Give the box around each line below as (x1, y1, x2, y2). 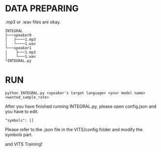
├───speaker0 (5, 33, 32, 38)
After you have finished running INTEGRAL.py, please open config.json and (5, 103, 157, 109)
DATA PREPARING (5, 3, 79, 14)
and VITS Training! (5, 141, 43, 147)
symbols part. (5, 132, 33, 137)
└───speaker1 (5, 45, 32, 50)
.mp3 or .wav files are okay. (5, 19, 61, 25)
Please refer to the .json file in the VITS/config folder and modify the (5, 126, 143, 132)
